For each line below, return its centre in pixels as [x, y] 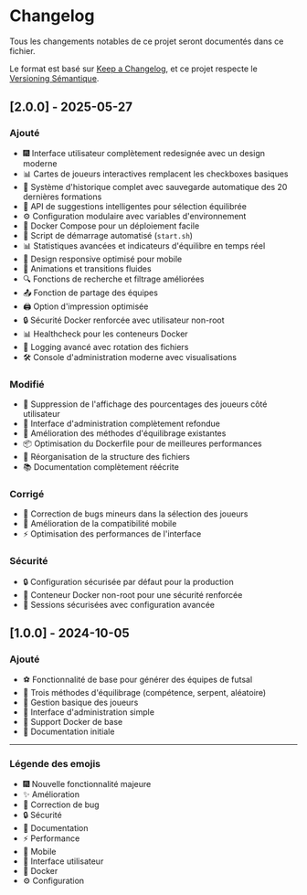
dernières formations [62, 197]
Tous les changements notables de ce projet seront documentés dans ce [147, 41]
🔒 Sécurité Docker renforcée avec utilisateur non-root [124, 320]
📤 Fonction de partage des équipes [90, 293]
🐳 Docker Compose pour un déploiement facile [111, 226]
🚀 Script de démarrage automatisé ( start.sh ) [108, 235]
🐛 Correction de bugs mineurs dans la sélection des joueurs [135, 514]
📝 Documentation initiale [69, 731]
